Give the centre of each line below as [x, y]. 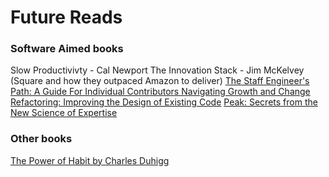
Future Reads [66, 17]
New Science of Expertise [64, 113]
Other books [41, 139]
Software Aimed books [67, 49]
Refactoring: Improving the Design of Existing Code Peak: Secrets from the [164, 102]
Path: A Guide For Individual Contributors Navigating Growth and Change [160, 92]
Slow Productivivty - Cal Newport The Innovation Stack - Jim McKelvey [157, 70]
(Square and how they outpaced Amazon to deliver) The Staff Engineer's [160, 81]
